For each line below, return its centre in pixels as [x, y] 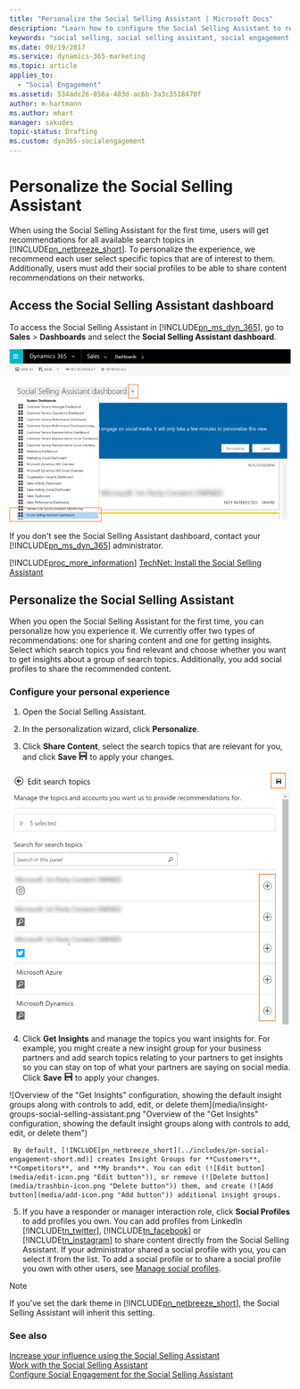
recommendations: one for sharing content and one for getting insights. [141, 640]
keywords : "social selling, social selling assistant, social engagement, [151, 37]
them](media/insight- [229, 1105]
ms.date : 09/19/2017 [48, 47]
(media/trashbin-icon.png [57, 1186]
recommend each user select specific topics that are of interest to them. [142, 258]
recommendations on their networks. [77, 278]
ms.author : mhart [42, 113]
